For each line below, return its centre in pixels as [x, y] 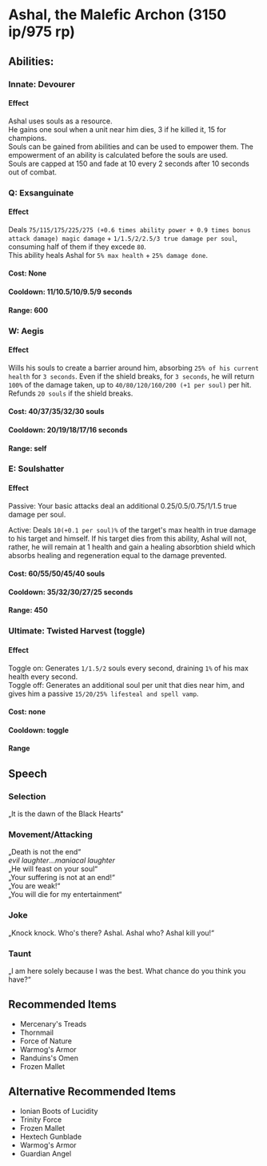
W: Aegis [26, 331]
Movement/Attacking [51, 834]
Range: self [28, 448]
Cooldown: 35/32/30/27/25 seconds [71, 592]
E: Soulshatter [36, 468]
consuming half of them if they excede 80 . [77, 247]
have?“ [20, 979]
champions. [28, 138]
